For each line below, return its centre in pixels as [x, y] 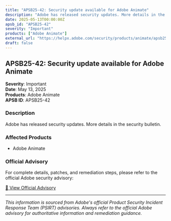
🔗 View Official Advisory [31, 188]
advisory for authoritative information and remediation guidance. [74, 213]
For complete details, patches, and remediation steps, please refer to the [81, 173]
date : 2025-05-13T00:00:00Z [35, 19]
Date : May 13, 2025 [26, 89]
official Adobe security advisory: [39, 178]
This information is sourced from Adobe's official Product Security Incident [84, 202]
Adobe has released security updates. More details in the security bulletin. [83, 124]
